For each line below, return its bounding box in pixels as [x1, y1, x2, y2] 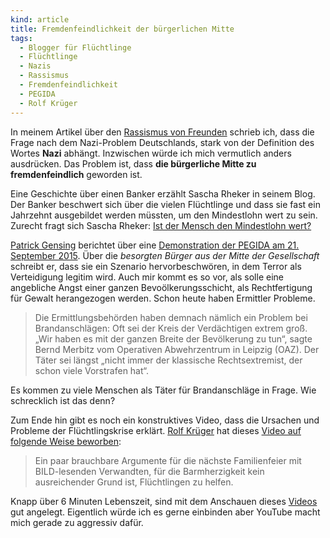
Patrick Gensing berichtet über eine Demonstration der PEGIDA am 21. [10, 239, 300, 251]
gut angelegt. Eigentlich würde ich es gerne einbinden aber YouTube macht [10, 506, 321, 518]
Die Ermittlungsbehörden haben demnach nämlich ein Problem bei [34, 311, 308, 323]
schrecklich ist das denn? [10, 394, 116, 406]
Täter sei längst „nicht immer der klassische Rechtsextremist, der [34, 354, 303, 366]
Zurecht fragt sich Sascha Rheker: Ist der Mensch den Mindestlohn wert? [10, 219, 312, 231]
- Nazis [19, 61, 52, 71]
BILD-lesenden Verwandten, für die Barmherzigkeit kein [34, 465, 265, 477]
